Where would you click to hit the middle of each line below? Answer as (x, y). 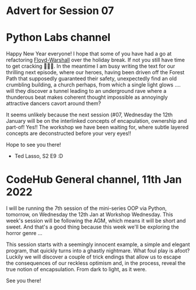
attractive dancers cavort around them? (53, 103)
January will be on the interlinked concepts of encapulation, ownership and (97, 121)
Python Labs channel (58, 38)
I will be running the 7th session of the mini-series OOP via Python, (87, 208)
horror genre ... (24, 233)
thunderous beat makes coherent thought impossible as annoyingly (87, 97)
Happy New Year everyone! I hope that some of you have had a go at (89, 54)
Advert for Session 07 (60, 11)
